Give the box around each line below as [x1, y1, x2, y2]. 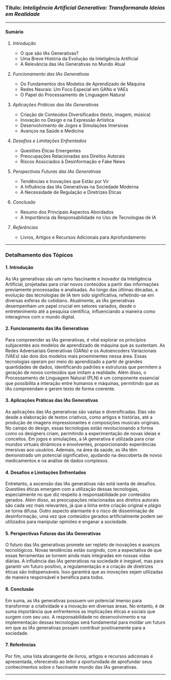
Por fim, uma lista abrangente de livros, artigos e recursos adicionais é [5, 653, 153, 659]
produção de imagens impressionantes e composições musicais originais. [5, 420, 160, 426]
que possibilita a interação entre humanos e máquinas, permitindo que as [5, 380, 159, 386]
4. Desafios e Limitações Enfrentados [5, 469, 87, 475]
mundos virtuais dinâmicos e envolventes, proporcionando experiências [5, 441, 156, 447]
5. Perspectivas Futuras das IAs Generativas [5, 530, 101, 536]
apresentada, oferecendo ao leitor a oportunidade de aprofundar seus [5, 659, 152, 665]
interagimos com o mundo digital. [5, 313, 75, 320]
